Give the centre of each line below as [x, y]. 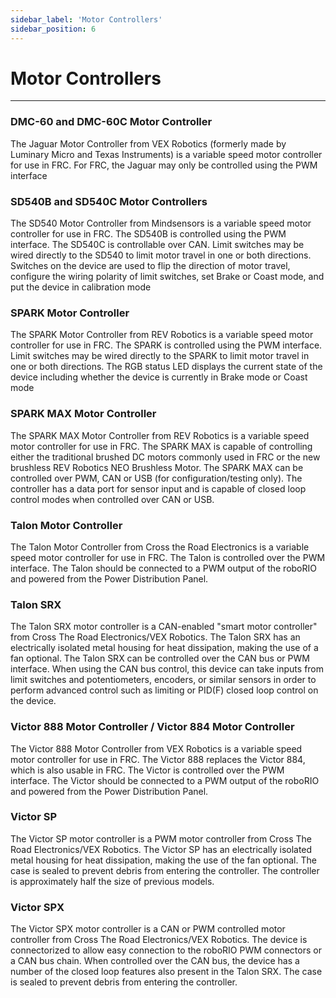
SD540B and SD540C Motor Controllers [109, 201]
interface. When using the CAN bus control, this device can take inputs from [167, 669]
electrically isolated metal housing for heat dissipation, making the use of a [164, 648]
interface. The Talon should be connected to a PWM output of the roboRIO [163, 568]
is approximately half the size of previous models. [112, 881]
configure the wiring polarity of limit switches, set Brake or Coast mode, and [167, 277]
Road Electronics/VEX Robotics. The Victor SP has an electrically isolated [161, 849]
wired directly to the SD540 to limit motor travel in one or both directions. [161, 255]
